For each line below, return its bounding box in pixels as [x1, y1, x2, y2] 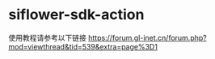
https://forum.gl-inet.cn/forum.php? [87, 33, 208, 42]
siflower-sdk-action [8, 6, 145, 24]
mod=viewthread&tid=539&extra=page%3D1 [8, 41, 158, 51]
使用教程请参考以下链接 [8, 33, 86, 42]
